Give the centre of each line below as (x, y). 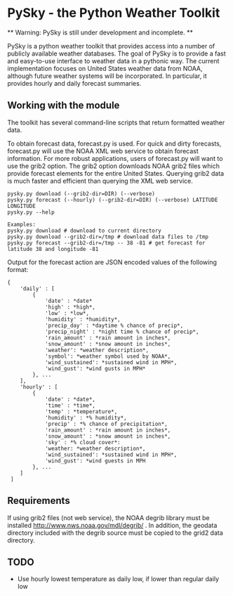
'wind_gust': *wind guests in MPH (95, 461)
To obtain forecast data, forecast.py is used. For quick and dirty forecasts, (114, 143)
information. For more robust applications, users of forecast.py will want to (115, 158)
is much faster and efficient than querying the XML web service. (100, 181)
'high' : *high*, (70, 307)
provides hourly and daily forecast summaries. (74, 83)
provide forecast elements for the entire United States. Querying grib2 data (116, 173)
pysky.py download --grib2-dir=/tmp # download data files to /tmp (108, 237)
